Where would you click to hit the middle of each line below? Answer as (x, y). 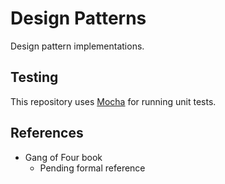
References (47, 133)
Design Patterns (78, 18)
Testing (34, 77)
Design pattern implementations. (77, 46)
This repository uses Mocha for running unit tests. (113, 101)
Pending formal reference (92, 168)
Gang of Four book (63, 157)
